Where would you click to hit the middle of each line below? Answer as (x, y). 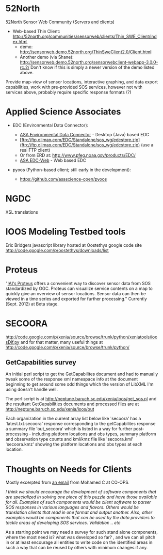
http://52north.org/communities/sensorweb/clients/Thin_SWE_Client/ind (85, 36)
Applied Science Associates (63, 112)
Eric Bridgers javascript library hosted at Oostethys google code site (74, 245)
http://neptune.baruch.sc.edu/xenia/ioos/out (50, 409)
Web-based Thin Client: (36, 31)
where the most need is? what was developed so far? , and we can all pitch (81, 537)
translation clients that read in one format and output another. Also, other (79, 512)
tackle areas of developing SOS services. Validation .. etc (63, 523)
